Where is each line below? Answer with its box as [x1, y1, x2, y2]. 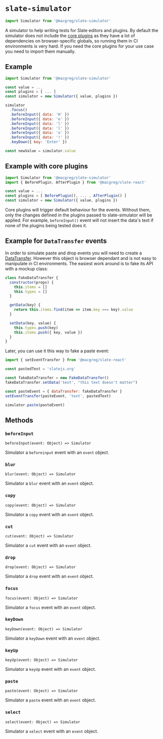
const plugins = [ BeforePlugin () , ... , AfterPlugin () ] [5, 193, 127, 199]
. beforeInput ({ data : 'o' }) [9, 130, 69, 135]
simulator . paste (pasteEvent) [5, 402, 65, 408]
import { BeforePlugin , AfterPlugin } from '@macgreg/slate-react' [5, 180, 147, 185]
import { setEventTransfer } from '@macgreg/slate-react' [5, 358, 127, 363]
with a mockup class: [5, 266, 48, 272]
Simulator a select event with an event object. [5, 728, 98, 734]
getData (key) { [9, 303, 41, 308]
